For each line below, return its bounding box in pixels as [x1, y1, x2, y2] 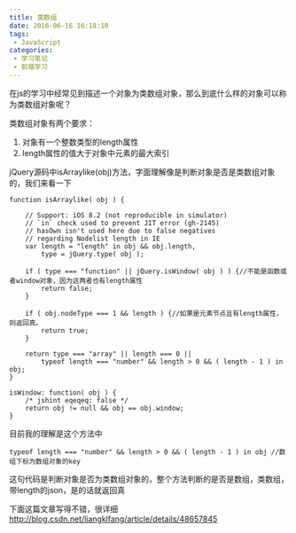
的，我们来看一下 [9, 177, 72, 188]
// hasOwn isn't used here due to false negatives [25, 226, 216, 235]
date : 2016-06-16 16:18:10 [9, 21, 109, 30]
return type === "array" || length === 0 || [25, 349, 192, 358]
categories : [9, 46, 53, 55]
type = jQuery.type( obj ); [41, 249, 144, 258]
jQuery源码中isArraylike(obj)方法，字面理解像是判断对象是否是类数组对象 [9, 166, 276, 177]
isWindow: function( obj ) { [9, 388, 117, 397]
